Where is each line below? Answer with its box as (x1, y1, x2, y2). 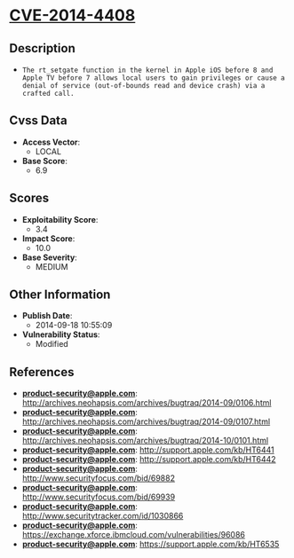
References (9, 365, 75, 380)
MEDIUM (35, 261, 68, 271)
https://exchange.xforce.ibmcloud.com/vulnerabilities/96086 (21, 530, 246, 540)
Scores (9, 191, 50, 206)
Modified (35, 339, 68, 350)
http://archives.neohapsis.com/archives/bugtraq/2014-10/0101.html (21, 436, 269, 446)
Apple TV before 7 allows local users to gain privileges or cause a (21, 74, 286, 83)
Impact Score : (21, 232, 75, 244)
